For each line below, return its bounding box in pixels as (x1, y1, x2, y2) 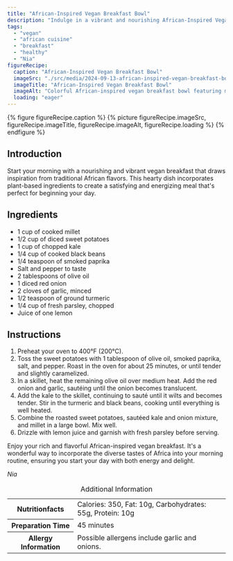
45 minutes (77, 520, 114, 530)
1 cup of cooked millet (17, 227, 80, 236)
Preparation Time (11, 521, 70, 530)
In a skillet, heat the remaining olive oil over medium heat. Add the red (17, 377, 217, 385)
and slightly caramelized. (17, 369, 89, 377)
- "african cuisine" (13, 36, 73, 43)
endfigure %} (7, 128, 46, 136)
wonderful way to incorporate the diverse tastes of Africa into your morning (7, 449, 223, 457)
